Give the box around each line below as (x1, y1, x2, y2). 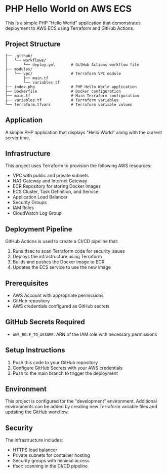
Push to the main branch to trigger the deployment (12, 370, 118, 376)
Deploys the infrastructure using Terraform (12, 254, 102, 260)
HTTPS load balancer (12, 447, 57, 453)
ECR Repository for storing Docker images (12, 183, 101, 189)
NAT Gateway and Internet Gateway (12, 178, 88, 184)
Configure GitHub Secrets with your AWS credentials (12, 365, 123, 371)
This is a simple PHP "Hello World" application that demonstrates (5, 20, 141, 26)
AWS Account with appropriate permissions (12, 292, 104, 298)
